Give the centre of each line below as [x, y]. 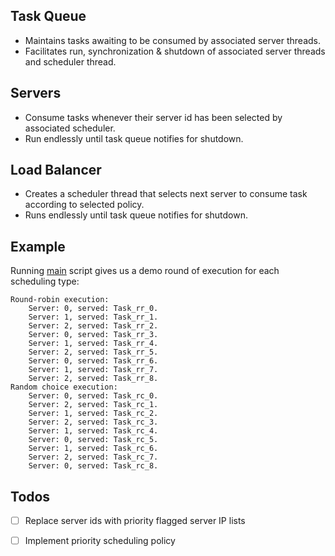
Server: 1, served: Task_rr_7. [93, 370]
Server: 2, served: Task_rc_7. [93, 457]
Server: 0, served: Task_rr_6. [93, 361]
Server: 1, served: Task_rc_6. [93, 449]
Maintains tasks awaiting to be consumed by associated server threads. [172, 40]
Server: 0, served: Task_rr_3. [93, 335]
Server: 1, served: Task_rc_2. [93, 414]
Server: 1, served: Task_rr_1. [93, 317]
